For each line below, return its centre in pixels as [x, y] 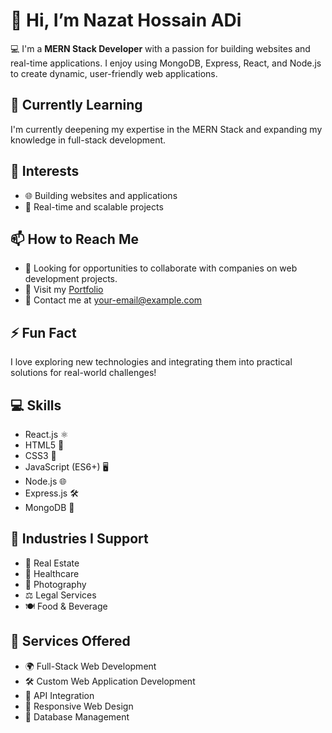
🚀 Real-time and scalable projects [94, 206]
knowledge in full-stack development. [88, 140]
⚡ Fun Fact [43, 332]
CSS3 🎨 [40, 455]
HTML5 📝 [44, 445]
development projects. [71, 279]
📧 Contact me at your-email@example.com [113, 300]
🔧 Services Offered [70, 641]
